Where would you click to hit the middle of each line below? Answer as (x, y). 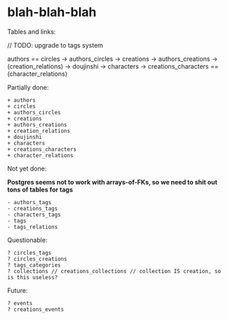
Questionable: (27, 240)
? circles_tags (29, 253)
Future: (18, 290)
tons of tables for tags (40, 189)
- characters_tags (34, 215)
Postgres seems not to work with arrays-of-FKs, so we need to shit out (112, 182)
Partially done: (28, 87)
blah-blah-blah (52, 12)
